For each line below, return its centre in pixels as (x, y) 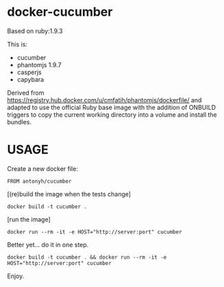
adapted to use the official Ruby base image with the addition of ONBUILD (112, 107)
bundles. (20, 122)
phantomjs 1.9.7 (39, 65)
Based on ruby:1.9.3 (35, 31)
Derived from (26, 93)
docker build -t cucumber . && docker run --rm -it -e (87, 257)
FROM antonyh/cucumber (39, 181)
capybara (30, 79)
